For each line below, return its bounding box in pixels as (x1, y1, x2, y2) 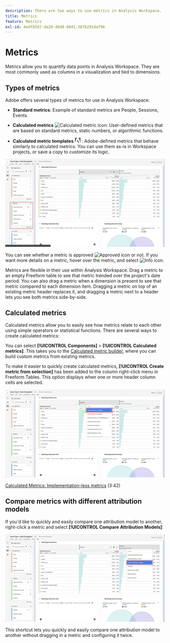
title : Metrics (5, 13, 37, 19)
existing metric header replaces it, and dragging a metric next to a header (5, 288, 159, 294)
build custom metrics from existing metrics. (5, 353, 96, 360)
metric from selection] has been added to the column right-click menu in (5, 368, 158, 375)
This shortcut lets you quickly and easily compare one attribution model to (5, 627, 160, 633)
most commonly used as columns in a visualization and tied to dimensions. (5, 69, 161, 75)
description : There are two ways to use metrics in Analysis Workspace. (5, 8, 162, 13)
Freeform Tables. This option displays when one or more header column (5, 374, 156, 380)
